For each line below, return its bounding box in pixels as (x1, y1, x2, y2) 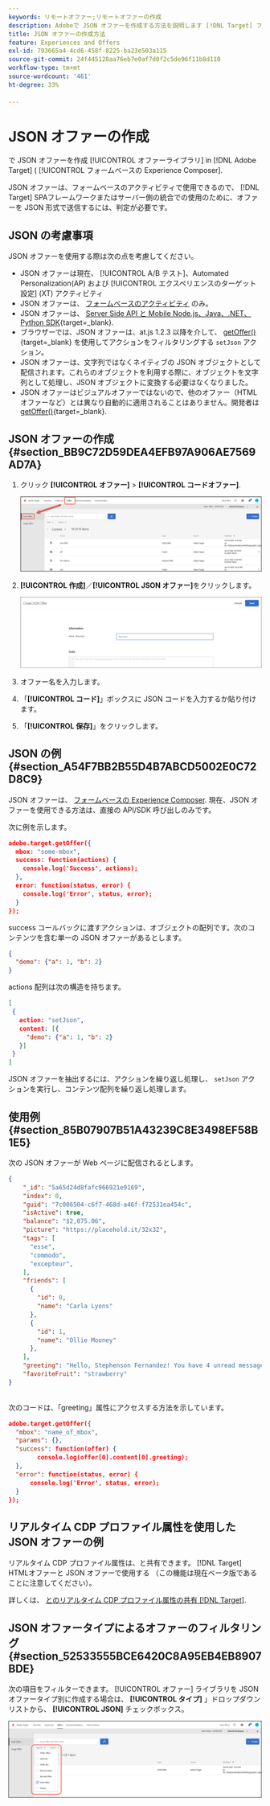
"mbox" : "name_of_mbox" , (15, 1428, 99, 1436)
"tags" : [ (22, 1234, 56, 1242)
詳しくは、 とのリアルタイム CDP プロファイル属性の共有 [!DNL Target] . (8, 1595, 247, 1605)
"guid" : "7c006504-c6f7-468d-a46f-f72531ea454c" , (22, 1201, 193, 1209)
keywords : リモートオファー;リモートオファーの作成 (8, 13, 162, 21)
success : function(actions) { (15, 856, 117, 864)
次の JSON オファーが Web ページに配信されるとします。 (8, 1158, 198, 1168)
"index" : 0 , (22, 1192, 63, 1200)
